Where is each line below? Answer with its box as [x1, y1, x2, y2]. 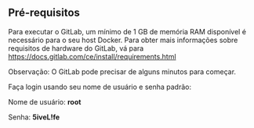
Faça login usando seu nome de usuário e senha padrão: [8, 82, 192, 91]
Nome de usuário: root [8, 97, 82, 106]
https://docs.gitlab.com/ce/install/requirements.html [8, 52, 176, 61]
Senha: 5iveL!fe [8, 112, 60, 122]
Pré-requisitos [8, 6, 81, 20]
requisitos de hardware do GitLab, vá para [8, 43, 144, 53]
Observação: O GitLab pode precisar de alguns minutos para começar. [8, 66, 237, 76]
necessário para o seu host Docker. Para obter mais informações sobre [8, 35, 238, 44]
